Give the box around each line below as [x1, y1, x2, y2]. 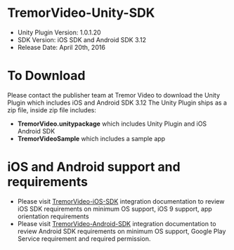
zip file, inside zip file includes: [7, 105, 97, 114]
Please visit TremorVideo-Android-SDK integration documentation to [17, 219, 216, 228]
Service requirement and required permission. [17, 234, 151, 243]
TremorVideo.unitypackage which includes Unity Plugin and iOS [17, 119, 207, 128]
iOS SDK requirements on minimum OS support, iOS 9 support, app [17, 204, 212, 213]
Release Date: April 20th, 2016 [17, 43, 105, 51]
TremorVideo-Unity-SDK [7, 5, 155, 21]
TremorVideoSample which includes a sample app [17, 134, 166, 143]
